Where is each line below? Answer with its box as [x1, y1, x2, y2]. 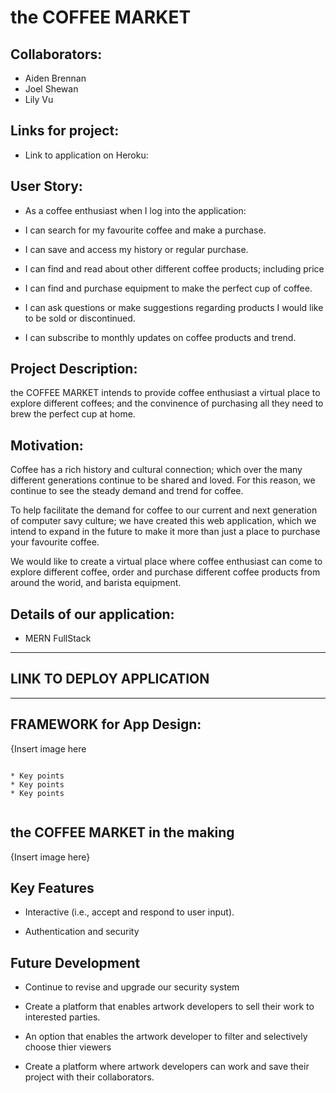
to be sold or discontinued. [24, 312, 136, 324]
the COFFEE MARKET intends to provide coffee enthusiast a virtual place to [10, 387, 321, 399]
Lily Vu [24, 94, 54, 105]
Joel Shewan [24, 83, 79, 95]
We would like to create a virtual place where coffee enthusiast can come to [10, 556, 323, 568]
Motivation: [10, 437, 84, 454]
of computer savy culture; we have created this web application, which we [10, 515, 317, 527]
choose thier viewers [24, 1041, 112, 1053]
